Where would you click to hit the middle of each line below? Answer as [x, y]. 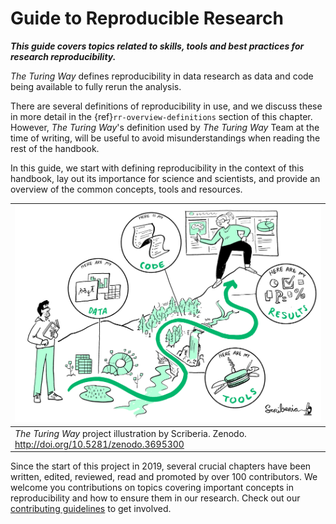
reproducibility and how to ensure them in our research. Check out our [155, 498]
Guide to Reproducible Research [147, 18]
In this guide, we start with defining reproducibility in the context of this [157, 168]
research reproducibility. [63, 56]
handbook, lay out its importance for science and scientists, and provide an [165, 178]
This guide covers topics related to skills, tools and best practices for [157, 46]
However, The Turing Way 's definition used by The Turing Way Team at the [165, 127]
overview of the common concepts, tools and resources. [126, 189]
